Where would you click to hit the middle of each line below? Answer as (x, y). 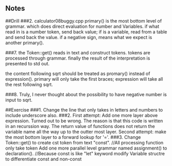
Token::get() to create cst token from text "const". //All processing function (84, 142)
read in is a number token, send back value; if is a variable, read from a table (86, 32)
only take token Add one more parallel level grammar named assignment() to (86, 148)
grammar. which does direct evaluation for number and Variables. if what (82, 26)
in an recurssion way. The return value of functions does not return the (80, 126)
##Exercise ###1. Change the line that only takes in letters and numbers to (84, 109)
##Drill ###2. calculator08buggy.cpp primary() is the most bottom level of (84, 21)
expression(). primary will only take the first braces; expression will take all (84, 79)
